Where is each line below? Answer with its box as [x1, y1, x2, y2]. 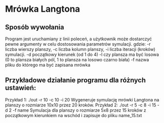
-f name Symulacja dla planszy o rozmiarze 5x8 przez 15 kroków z [12, 107, 146, 113]
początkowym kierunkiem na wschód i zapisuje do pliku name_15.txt [5, 112, 142, 118]
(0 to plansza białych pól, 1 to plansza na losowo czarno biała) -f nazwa [5, 57, 149, 62]
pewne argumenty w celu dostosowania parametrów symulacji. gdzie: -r [5, 41, 151, 47]
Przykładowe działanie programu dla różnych [5, 76, 146, 84]
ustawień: [5, 84, 36, 92]
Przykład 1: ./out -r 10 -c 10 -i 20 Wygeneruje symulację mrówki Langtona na [5, 97, 160, 102]
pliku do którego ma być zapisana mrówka [5, 62, 91, 68]
